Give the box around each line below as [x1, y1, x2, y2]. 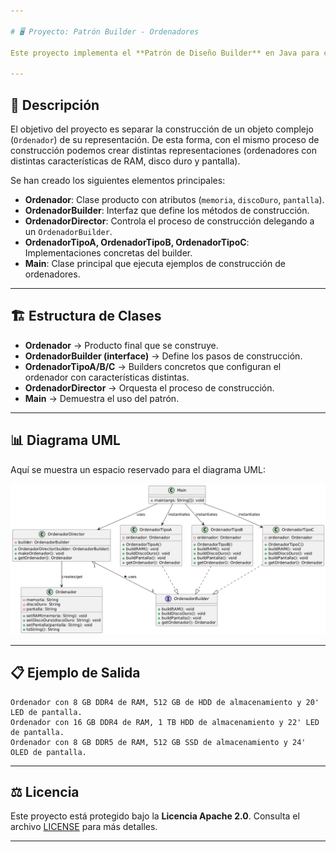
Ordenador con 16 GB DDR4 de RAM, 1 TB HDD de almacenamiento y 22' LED [10, 717, 320, 727]
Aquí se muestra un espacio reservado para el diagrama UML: [10, 463, 266, 475]
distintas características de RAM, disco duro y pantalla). [10, 155, 241, 167]
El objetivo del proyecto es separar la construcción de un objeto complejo [10, 123, 314, 135]
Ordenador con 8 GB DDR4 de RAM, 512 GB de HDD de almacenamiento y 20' [10, 697, 320, 707]
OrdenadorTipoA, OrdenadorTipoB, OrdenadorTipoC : [24, 236, 250, 248]
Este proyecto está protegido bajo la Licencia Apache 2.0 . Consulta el [10, 810, 300, 822]
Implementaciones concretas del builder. [24, 246, 193, 259]
